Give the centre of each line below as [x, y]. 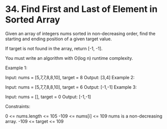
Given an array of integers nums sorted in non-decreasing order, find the [80, 33]
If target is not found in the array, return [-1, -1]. [54, 48]
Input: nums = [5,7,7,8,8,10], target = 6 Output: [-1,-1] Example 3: [71, 87]
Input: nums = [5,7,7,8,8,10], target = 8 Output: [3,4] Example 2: [70, 77]
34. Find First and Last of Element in [81, 9]
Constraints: [18, 106]
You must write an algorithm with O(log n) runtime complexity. [69, 58]
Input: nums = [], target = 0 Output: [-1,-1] [48, 97]
